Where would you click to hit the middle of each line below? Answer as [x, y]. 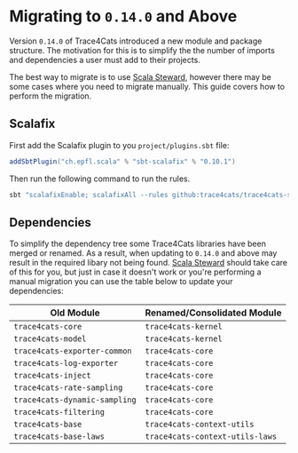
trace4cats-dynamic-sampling [75, 400]
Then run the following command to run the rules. [100, 179]
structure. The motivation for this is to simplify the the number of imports [142, 50]
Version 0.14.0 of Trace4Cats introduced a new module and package [136, 41]
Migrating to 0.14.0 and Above [123, 16]
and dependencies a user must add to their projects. [105, 60]
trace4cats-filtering [59, 412]
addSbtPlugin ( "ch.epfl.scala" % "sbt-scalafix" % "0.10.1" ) [123, 162]
